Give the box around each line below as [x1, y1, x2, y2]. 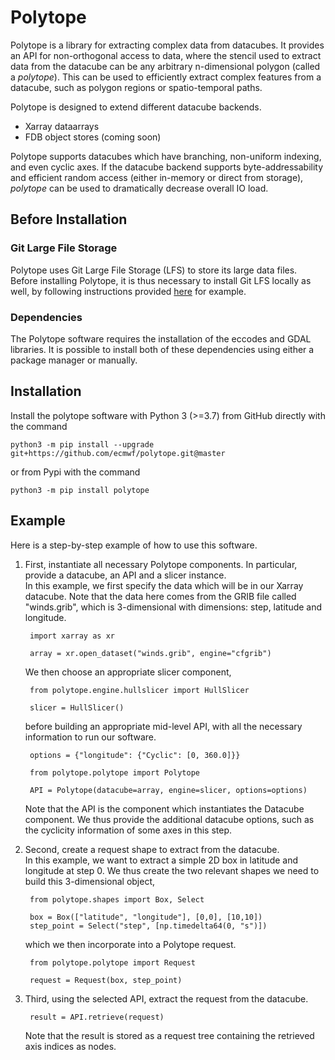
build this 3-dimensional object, [24, 875, 156, 887]
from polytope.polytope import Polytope [29, 767, 201, 778]
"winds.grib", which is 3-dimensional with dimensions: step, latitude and [24, 601, 323, 613]
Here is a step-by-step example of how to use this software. [10, 539, 258, 551]
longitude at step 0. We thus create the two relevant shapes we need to [24, 864, 320, 876]
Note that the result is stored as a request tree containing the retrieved [24, 1029, 315, 1041]
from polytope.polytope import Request [29, 957, 196, 968]
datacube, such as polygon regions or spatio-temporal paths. [10, 81, 263, 93]
